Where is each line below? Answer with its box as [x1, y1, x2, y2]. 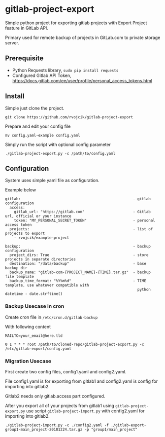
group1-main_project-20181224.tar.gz [5, 427, 83, 432]
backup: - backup [5, 244, 151, 249]
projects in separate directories [5, 257, 76, 262]
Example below [5, 187, 36, 193]
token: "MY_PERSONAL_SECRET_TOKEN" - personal [14, 218, 155, 223]
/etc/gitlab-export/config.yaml [5, 346, 71, 351]
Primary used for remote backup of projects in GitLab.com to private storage [5, 35, 161, 40]
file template [5, 274, 34, 279]
